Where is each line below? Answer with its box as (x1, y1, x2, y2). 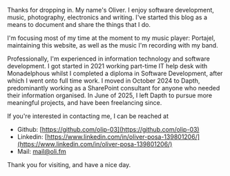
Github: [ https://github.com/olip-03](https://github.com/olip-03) (17, 126, 200, 133)
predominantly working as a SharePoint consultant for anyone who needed (7, 84, 220, 92)
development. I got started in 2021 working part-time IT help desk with (7, 62, 208, 70)
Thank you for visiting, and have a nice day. (7, 161, 131, 168)
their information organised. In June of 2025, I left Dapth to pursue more (7, 91, 213, 99)
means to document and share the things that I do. (7, 21, 151, 28)
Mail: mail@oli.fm (17, 148, 67, 155)
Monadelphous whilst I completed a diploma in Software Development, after (7, 69, 223, 77)
